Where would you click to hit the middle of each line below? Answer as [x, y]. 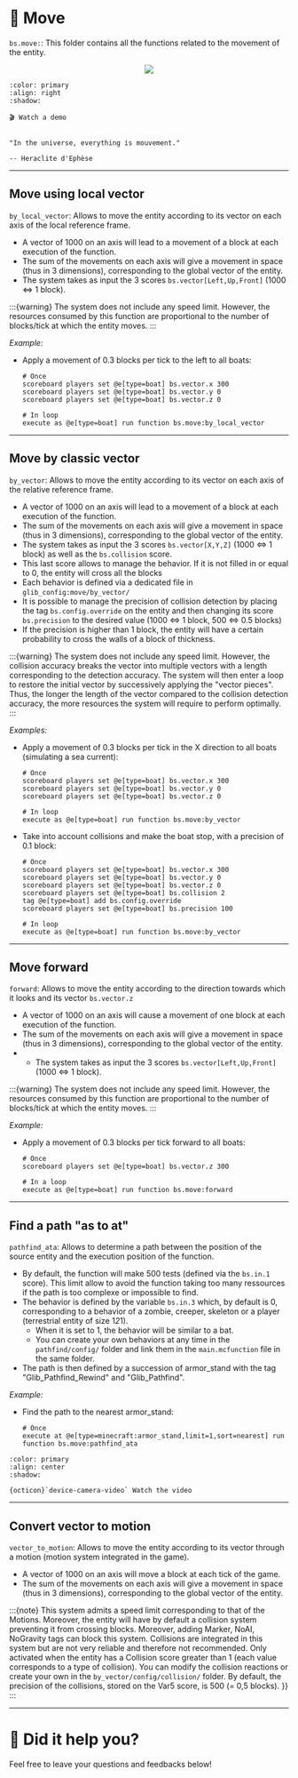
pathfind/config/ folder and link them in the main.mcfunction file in [158, 1350]
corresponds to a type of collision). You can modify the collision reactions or [149, 1667]
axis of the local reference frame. [70, 225]
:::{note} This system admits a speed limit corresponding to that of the [137, 1610]
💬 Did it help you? [74, 1739]
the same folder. [65, 1358]
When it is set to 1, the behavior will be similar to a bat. [134, 1330]
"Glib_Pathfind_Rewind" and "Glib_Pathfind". [103, 1378]
